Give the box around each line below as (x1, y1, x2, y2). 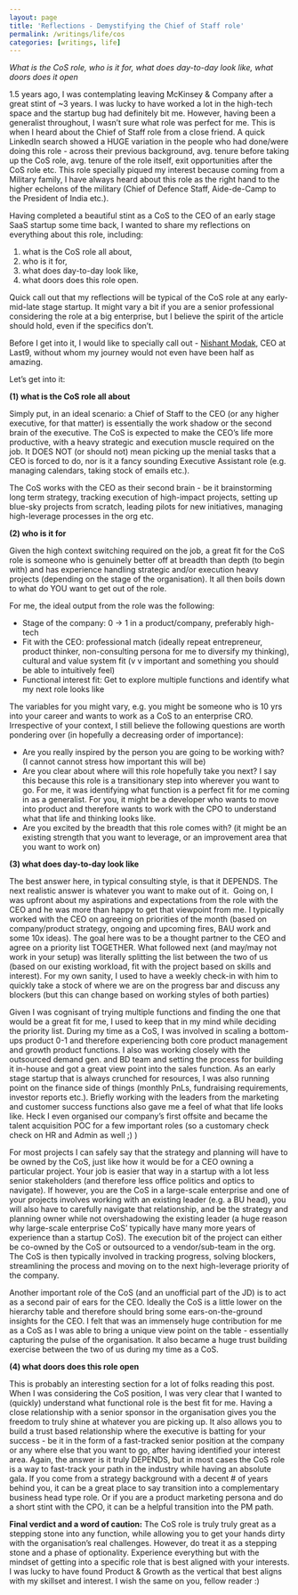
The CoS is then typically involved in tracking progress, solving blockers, (9, 1251, 277, 1262)
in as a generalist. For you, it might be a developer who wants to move (21, 794, 279, 805)
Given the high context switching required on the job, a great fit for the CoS (9, 545, 285, 557)
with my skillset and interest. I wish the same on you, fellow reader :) (9, 1575, 260, 1586)
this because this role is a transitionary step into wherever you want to (21, 776, 280, 786)
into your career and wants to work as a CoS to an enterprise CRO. (9, 711, 254, 721)
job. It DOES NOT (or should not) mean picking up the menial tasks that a (9, 446, 277, 457)
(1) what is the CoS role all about (9, 391, 131, 402)
